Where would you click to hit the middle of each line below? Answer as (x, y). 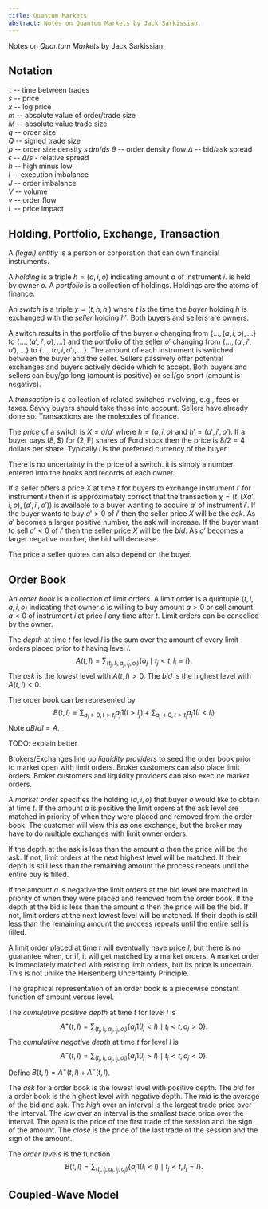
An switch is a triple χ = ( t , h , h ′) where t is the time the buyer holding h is (128, 309)
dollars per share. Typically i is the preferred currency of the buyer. (118, 449)
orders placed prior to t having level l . (70, 648)
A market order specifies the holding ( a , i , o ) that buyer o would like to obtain (134, 800)
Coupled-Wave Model (64, 1194)
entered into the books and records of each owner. (92, 473)
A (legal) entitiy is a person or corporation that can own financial (114, 253)
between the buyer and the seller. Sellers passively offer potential (116, 359)
